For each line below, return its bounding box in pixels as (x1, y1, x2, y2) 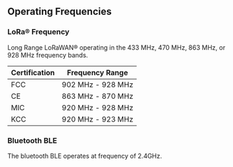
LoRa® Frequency (7, 27, 70, 37)
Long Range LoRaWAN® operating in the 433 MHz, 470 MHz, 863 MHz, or (7, 43, 226, 52)
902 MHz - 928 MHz (61, 80, 134, 90)
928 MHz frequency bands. (7, 50, 88, 59)
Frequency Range (66, 68, 128, 77)
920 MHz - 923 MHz (61, 114, 134, 124)
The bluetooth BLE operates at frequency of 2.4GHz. (7, 151, 162, 160)
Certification (11, 68, 56, 77)
